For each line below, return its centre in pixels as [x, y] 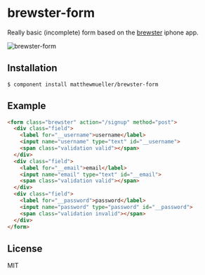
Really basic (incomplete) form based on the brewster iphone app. [103, 32]
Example [27, 106]
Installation [32, 68]
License [25, 249]
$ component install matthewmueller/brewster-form [83, 84]
